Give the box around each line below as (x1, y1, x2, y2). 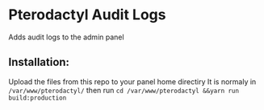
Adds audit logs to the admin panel (8, 32, 124, 42)
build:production (8, 94, 67, 102)
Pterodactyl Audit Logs (8, 6, 166, 24)
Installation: (8, 55, 70, 69)
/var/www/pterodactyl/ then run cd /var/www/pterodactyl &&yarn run (8, 85, 240, 95)
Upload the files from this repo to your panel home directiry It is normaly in (8, 76, 257, 86)
